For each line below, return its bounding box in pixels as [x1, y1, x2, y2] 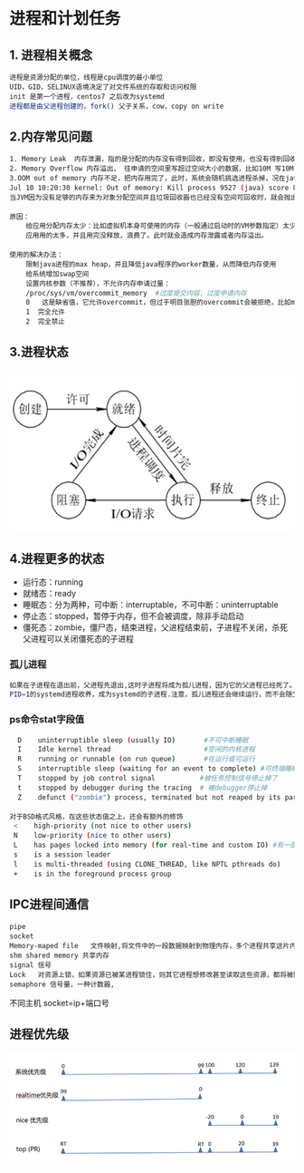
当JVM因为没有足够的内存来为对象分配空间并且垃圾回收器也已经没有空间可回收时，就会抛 [9, 192, 291, 202]
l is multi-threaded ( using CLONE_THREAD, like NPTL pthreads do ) [13, 859, 281, 868]
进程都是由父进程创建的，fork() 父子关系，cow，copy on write [9, 102, 224, 111]
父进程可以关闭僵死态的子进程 [22, 634, 134, 645]
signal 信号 [9, 960, 52, 970]
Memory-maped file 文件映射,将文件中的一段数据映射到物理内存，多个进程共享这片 [9, 942, 290, 951]
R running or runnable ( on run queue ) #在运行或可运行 [17, 754, 256, 764]
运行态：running [22, 577, 84, 587]
